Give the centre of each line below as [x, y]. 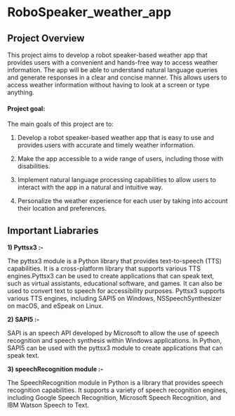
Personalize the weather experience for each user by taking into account [122, 201]
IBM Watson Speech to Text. [48, 405]
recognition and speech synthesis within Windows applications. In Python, [115, 341]
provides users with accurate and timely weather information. [106, 145]
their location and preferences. [62, 209]
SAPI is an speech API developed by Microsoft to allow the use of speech [113, 333]
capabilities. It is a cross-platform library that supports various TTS [104, 268]
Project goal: [26, 108]
